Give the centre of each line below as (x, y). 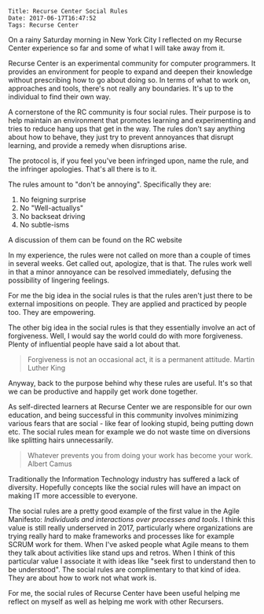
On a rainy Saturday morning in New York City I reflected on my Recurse (125, 40)
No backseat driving (52, 216)
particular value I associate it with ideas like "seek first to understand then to (132, 561)
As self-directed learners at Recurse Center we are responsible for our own (130, 407)
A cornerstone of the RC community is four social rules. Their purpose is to (130, 112)
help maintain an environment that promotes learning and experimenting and (132, 120)
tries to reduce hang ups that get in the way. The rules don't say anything (127, 129)
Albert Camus (49, 464)
